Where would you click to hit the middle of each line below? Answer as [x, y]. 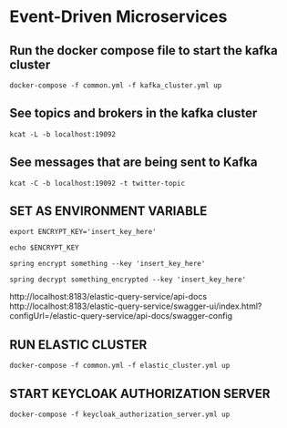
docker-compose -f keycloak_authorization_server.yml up [120, 415]
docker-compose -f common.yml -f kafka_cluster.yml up [116, 86]
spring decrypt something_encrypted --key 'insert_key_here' [128, 280]
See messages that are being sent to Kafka [133, 163]
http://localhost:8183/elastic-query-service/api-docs [108, 297]
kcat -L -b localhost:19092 [63, 134]
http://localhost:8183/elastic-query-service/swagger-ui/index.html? [136, 306]
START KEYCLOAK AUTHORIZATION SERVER [140, 393]
